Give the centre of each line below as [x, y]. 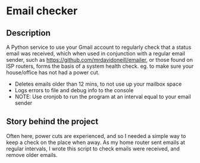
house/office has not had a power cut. [53, 72]
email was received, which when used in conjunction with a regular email [96, 54]
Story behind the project [52, 122]
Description [28, 33]
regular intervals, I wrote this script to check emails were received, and [93, 148]
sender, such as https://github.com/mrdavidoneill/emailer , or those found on [100, 60]
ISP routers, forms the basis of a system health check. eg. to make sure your [100, 66]
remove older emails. [32, 155]
